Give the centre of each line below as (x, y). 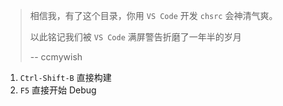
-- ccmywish (56, 57)
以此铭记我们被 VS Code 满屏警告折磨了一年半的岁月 (135, 37)
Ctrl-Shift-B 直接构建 (65, 77)
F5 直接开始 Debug (58, 90)
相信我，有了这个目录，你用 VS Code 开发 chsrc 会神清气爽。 (153, 15)
